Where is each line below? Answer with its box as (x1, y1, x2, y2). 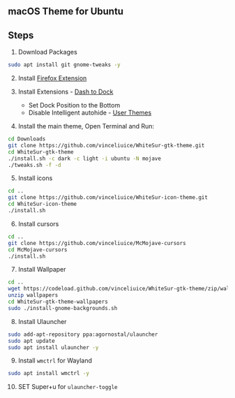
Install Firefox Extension (17, 74, 87, 82)
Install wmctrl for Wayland (17, 356, 93, 365)
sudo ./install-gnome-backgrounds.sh (8, 304, 118, 311)
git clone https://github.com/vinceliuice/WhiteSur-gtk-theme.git (8, 142, 205, 149)
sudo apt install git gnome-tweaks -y (8, 61, 121, 68)
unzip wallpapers (8, 292, 59, 299)
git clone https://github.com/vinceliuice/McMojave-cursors (8, 239, 187, 246)
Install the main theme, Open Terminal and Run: (17, 122, 155, 131)
